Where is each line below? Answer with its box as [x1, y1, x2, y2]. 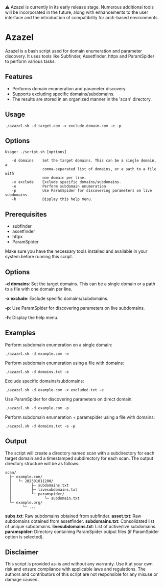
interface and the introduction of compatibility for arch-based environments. [5, 15, 159, 20]
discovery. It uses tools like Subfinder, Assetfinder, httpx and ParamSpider [5, 53, 155, 59]
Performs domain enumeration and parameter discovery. [12, 85, 127, 91]
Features [5, 73, 33, 81]
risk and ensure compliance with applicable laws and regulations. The [5, 566, 146, 572]
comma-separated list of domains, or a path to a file [42, 167, 157, 172]
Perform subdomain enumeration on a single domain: [5, 342, 113, 347]
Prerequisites [5, 210, 47, 218]
